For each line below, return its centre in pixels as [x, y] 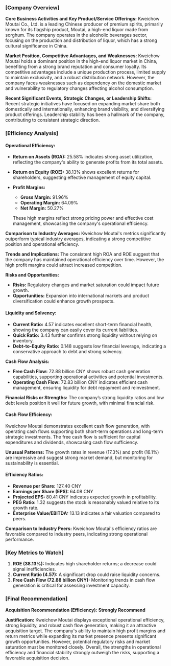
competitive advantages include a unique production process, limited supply [86, 72]
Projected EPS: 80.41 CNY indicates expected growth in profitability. [85, 497]
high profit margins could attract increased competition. [64, 265]
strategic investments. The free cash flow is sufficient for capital [73, 437]
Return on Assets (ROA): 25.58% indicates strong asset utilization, [83, 157]
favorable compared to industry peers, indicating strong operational [77, 534]
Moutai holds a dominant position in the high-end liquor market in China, [81, 61]
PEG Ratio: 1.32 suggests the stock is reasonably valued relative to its [86, 502]
